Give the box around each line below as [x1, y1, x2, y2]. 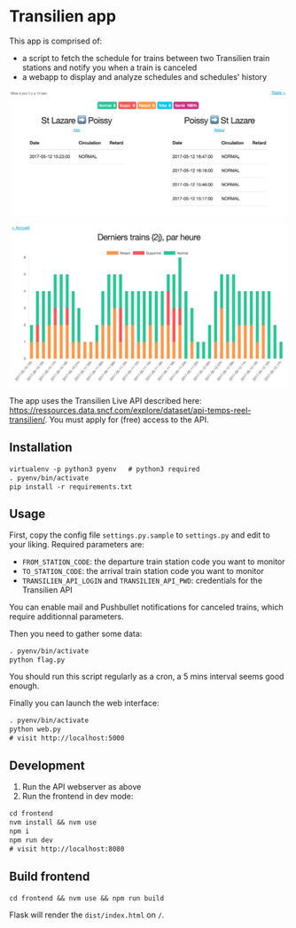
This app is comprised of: [9, 35, 103, 46]
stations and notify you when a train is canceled [21, 62, 198, 73]
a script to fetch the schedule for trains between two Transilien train [21, 52, 270, 63]
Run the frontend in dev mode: [21, 791, 134, 802]
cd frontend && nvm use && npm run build [9, 893, 165, 902]
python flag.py [9, 656, 66, 665]
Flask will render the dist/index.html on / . [9, 909, 165, 920]
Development [9, 758, 86, 773]
